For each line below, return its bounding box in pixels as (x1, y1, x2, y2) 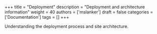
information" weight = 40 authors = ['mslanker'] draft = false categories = (4, 9, 154, 15)
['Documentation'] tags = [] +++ (4, 14, 69, 20)
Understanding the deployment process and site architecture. (4, 23, 129, 29)
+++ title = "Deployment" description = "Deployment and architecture (4, 4, 145, 10)
